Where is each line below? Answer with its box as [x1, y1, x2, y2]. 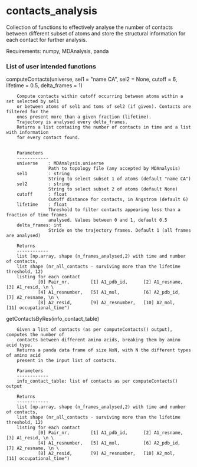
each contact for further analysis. [6, 36, 87, 43]
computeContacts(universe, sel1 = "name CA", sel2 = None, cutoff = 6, [6, 75, 178, 83]
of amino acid [6, 353, 41, 359]
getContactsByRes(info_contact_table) [6, 315, 100, 323]
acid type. [6, 342, 33, 348]
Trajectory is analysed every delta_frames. [17, 119, 128, 125]
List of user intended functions [6, 62, 96, 70]
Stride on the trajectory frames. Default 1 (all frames [48, 228, 192, 233]
